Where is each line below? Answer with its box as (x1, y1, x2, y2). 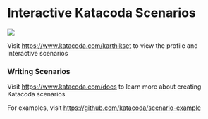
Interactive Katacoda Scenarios (7, 5, 196, 21)
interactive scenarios (7, 49, 68, 57)
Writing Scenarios (7, 66, 71, 76)
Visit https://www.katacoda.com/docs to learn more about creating (7, 82, 202, 91)
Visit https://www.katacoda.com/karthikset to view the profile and (7, 41, 198, 50)
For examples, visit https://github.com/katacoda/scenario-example (7, 104, 201, 112)
